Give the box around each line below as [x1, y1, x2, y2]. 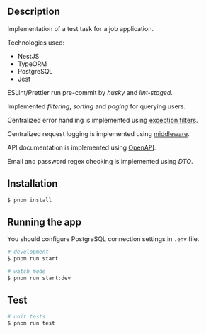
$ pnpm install [7, 196, 52, 204]
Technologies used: [7, 38, 65, 47]
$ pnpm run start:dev [7, 274, 71, 282]
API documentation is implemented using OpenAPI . [7, 143, 156, 152]
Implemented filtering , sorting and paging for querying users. [7, 102, 186, 111]
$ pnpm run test [7, 319, 55, 327]
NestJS [17, 52, 40, 60]
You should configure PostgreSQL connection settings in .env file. [7, 235, 200, 243]
